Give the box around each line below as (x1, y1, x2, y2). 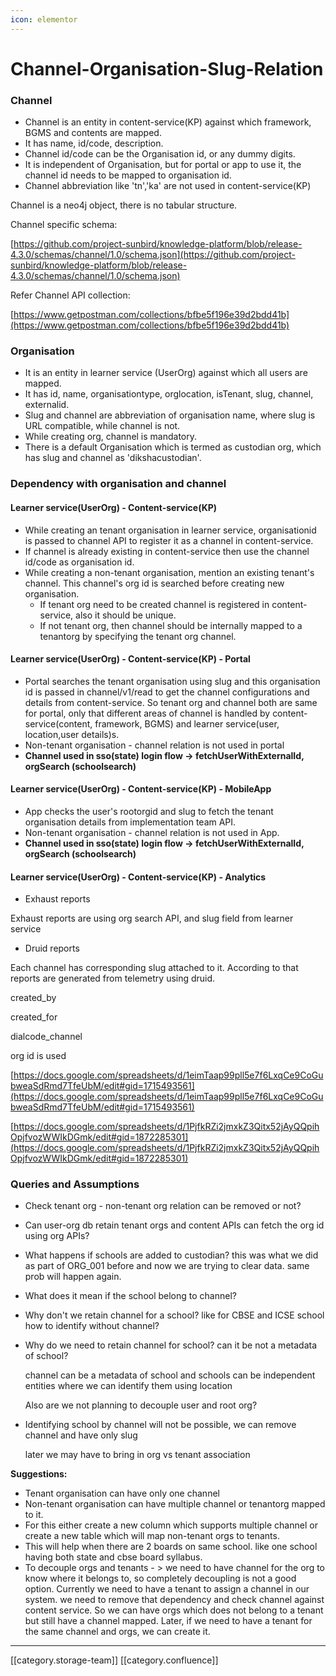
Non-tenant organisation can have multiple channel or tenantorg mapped (24, 1498, 326, 1510)
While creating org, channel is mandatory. (24, 431, 198, 443)
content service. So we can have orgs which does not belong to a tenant (24, 1604, 324, 1616)
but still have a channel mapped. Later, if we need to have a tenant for (24, 1615, 313, 1627)
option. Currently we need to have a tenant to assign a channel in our (24, 1583, 310, 1595)
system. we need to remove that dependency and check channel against (24, 1594, 325, 1606)
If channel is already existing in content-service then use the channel (24, 545, 310, 557)
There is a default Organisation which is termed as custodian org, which (24, 441, 322, 453)
